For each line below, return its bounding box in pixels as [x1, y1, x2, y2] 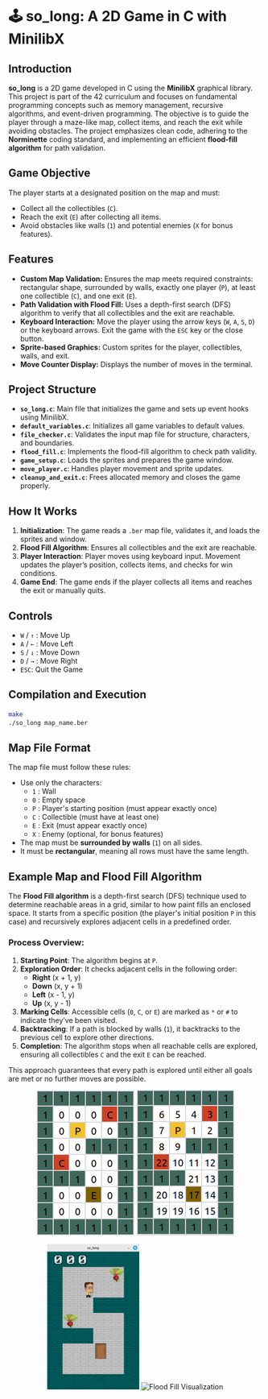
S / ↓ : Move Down [19, 648, 80, 657]
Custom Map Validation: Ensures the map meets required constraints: [19, 274, 254, 284]
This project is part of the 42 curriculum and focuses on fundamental [8, 92, 237, 101]
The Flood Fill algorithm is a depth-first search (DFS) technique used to [8, 892, 247, 901]
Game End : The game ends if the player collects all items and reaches [19, 577, 253, 587]
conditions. [19, 569, 58, 578]
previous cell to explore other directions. [19, 1033, 155, 1042]
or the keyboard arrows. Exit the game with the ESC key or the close [19, 325, 244, 335]
